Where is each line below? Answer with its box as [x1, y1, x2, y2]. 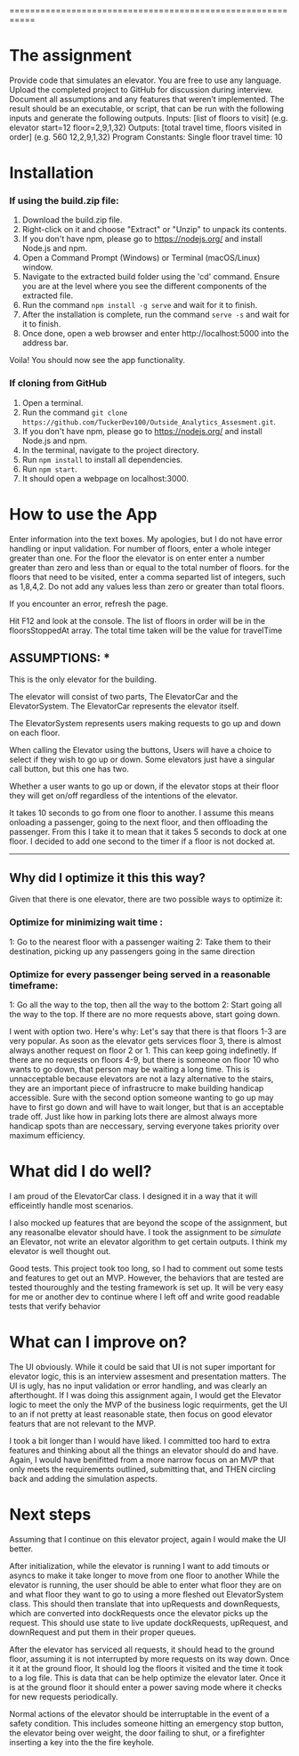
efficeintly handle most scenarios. [9, 1200, 133, 1210]
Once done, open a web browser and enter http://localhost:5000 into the [21, 328, 289, 339]
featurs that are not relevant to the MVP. [9, 1418, 157, 1428]
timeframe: [9, 979, 59, 991]
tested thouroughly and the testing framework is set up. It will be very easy [9, 1282, 284, 1292]
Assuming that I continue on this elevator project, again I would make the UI [9, 1533, 287, 1544]
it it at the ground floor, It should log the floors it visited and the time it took [9, 1663, 283, 1673]
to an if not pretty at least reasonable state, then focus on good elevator [9, 1408, 273, 1420]
